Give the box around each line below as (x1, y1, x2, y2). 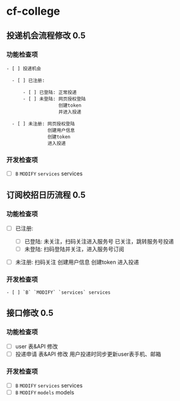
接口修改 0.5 (6, 308, 54, 318)
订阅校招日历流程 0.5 (6, 189, 86, 200)
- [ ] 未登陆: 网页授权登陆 (22, 96, 86, 102)
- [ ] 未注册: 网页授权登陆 (12, 121, 75, 127)
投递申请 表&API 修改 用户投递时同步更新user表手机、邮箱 (15, 351, 162, 358)
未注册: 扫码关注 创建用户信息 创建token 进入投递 (15, 259, 140, 266)
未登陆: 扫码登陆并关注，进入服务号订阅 (24, 245, 124, 253)
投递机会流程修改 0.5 (6, 30, 86, 40)
